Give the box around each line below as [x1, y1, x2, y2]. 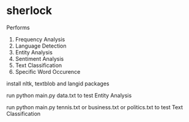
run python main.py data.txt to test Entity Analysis [6, 91, 132, 99]
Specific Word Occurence [15, 68, 81, 75]
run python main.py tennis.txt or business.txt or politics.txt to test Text [6, 103, 183, 110]
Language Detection [15, 42, 67, 49]
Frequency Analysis [15, 35, 65, 43]
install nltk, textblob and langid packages [6, 80, 109, 87]
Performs [6, 24, 30, 31]
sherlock [6, 4, 53, 18]
